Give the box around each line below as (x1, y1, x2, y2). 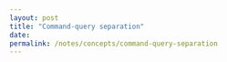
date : (9, 30, 30, 39)
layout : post (9, 13, 59, 23)
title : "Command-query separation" (9, 22, 145, 31)
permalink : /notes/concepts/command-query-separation (9, 38, 219, 48)
